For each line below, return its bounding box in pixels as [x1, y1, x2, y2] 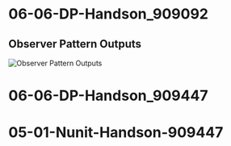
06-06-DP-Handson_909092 [8, 5, 208, 23]
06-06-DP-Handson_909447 [8, 86, 208, 105]
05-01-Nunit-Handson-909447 [8, 123, 224, 142]
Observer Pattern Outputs [8, 37, 142, 51]
